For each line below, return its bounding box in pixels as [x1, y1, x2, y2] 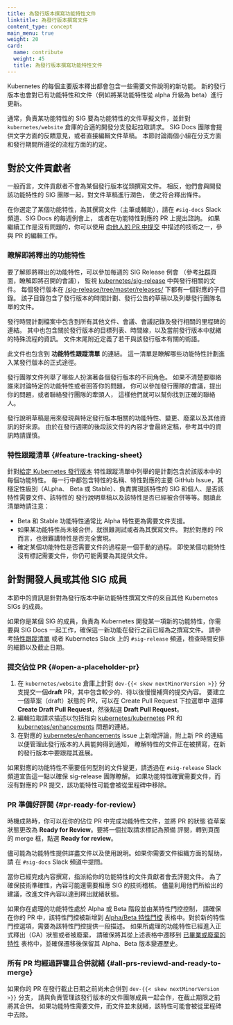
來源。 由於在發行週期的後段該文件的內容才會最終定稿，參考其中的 [25, 422, 216, 431]
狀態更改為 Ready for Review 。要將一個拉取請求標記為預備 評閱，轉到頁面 [7, 826, 221, 834]
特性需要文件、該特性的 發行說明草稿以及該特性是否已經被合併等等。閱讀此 [7, 493, 222, 502]
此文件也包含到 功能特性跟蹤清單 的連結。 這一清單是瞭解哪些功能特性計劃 [7, 349, 219, 358]
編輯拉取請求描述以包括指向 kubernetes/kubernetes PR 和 [17, 714, 182, 723]
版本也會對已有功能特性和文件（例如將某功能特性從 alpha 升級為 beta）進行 [7, 90, 223, 99]
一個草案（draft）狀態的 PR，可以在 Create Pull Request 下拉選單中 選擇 [17, 696, 224, 705]
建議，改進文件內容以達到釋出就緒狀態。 [7, 890, 123, 899]
